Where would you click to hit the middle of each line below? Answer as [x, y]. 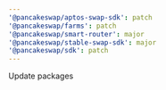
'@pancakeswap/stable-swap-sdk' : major [83, 42]
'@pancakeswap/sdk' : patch [58, 51]
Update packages [41, 76]
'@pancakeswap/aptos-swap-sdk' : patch [80, 17]
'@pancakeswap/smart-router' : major [76, 34]
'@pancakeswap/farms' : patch [62, 26]
